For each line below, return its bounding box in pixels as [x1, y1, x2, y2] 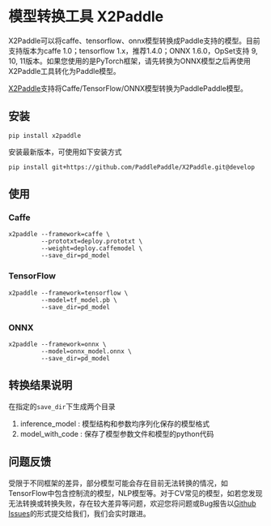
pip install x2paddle [8, 131, 82, 140]
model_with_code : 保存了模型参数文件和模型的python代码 [19, 429, 214, 438]
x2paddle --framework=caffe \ [8, 231, 111, 239]
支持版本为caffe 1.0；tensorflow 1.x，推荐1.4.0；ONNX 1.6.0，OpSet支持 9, [8, 45, 258, 55]
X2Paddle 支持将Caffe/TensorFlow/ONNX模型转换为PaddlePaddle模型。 [8, 83, 248, 93]
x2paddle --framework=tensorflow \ [8, 289, 129, 297]
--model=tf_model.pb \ [40, 295, 117, 304]
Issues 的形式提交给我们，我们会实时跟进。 [8, 508, 151, 518]
